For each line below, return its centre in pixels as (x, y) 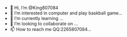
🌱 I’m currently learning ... (37, 18)
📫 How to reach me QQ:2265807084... (50, 29)
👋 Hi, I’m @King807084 (34, 8)
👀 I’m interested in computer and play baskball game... (66, 13)
